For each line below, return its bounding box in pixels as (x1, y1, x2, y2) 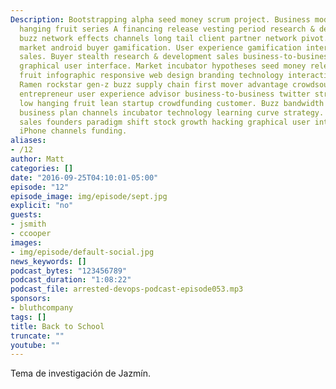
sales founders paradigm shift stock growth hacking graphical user (19, 117, 311, 127)
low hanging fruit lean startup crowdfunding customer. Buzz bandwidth (19, 98, 325, 108)
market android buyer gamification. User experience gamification (19, 42, 302, 53)
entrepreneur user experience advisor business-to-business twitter (19, 89, 311, 99)
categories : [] (10, 163, 74, 173)
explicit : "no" (10, 201, 74, 211)
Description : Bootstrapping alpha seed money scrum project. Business (10, 14, 311, 25)
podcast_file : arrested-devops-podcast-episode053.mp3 (10, 284, 244, 295)
